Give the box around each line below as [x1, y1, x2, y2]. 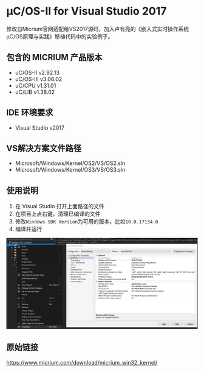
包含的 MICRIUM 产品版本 [6, 52, 103, 63]
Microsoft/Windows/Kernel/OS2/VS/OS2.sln [15, 160, 126, 167]
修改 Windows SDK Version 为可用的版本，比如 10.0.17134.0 [15, 218, 158, 225]
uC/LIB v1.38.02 [15, 88, 55, 96]
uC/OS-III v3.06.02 [15, 75, 63, 83]
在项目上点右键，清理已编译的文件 [15, 210, 101, 217]
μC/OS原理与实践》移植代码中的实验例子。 [6, 32, 114, 40]
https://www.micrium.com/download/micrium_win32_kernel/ [6, 359, 158, 366]
